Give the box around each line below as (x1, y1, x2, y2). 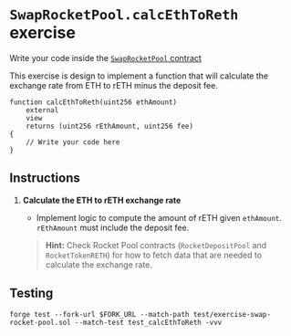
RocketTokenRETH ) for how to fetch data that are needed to (45, 249, 263, 260)
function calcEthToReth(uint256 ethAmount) (9, 98, 178, 107)
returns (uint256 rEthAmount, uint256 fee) (26, 121, 194, 131)
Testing (9, 286, 54, 301)
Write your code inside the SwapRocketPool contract (9, 52, 203, 63)
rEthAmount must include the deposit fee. (36, 222, 190, 233)
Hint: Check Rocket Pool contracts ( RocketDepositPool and (45, 239, 267, 250)
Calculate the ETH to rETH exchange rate (22, 194, 182, 205)
